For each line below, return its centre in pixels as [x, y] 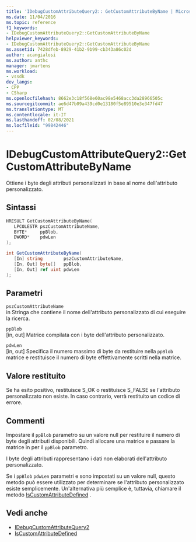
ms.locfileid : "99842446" [37, 126]
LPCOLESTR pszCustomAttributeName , [57, 226]
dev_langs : [19, 82]
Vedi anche [27, 513]
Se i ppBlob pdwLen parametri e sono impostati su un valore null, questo [91, 476]
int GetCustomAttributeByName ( [44, 253]
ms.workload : [22, 71]
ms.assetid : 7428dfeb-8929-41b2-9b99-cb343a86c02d [69, 50]
